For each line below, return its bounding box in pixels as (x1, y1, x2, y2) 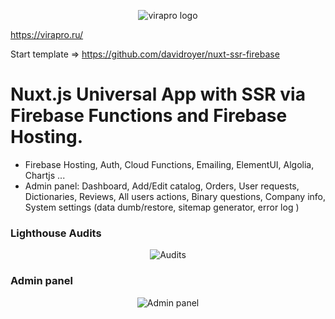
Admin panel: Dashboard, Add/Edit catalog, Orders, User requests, (24, 180, 300, 192)
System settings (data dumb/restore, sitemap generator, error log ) (24, 201, 300, 213)
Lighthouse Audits (10, 226, 102, 240)
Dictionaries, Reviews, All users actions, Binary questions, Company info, (24, 190, 327, 202)
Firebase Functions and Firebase (10, 105, 288, 127)
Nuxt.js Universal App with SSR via (10, 83, 306, 106)
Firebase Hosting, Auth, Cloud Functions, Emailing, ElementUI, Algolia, (24, 158, 315, 170)
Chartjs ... (24, 169, 66, 181)
